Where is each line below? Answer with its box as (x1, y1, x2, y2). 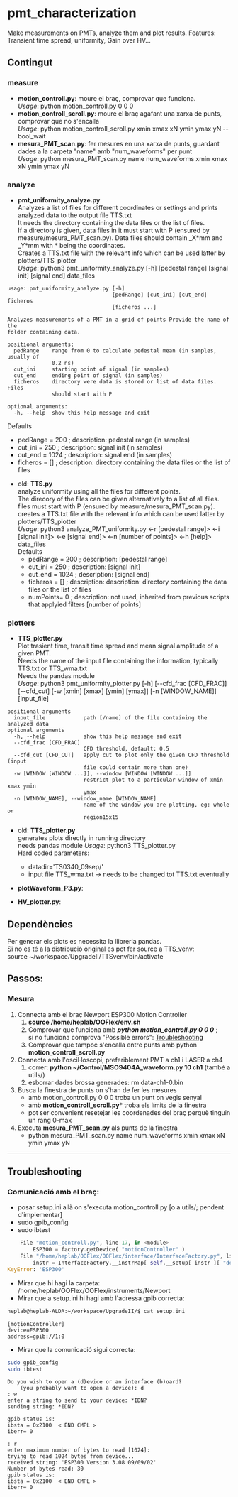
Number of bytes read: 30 (7, 1465, 84, 1473)
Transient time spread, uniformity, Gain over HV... (7, 36, 151, 44)
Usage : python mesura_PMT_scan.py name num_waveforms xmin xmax (17, 154, 228, 163)
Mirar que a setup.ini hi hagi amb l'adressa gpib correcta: (17, 1294, 185, 1302)
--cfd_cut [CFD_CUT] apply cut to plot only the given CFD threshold (13, 751, 230, 759)
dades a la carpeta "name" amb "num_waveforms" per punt (17, 147, 193, 156)
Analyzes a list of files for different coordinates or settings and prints (17, 203, 218, 212)
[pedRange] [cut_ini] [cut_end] (112, 291, 208, 298)
